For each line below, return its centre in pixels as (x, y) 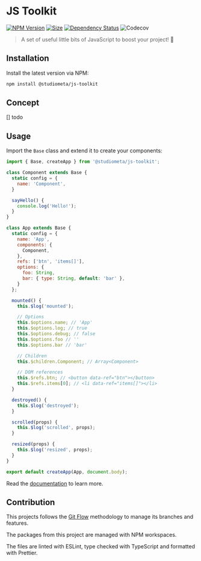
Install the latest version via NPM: (48, 73)
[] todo (14, 117)
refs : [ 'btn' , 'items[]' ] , (51, 262)
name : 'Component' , (42, 184)
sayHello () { (28, 200)
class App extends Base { (39, 228)
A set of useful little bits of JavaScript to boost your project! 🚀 (97, 39)
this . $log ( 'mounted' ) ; (45, 306)
